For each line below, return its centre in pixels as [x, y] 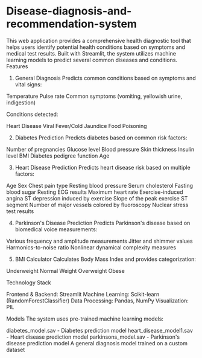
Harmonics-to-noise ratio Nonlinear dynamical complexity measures [91, 247]
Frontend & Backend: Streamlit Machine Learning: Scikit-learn [83, 294]
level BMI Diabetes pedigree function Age [58, 156]
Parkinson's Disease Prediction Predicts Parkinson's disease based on [103, 223]
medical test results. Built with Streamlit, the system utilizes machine [91, 53]
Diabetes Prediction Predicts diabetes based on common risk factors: [101, 138]
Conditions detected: [32, 114]
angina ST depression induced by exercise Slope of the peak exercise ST [97, 198]
